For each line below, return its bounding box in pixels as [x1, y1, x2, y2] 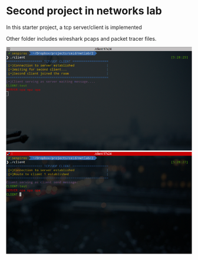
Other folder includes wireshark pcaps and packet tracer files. [6, 35, 157, 42]
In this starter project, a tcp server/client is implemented [6, 24, 143, 31]
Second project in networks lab [6, 4, 162, 18]
